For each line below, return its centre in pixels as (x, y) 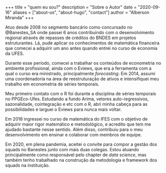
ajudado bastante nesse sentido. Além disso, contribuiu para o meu (74, 130)
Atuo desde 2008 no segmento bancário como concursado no (69, 27)
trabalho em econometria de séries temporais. (52, 84)
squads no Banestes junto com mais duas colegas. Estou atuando (72, 150)
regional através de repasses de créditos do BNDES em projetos (71, 38)
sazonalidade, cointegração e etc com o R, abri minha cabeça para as (76, 104)
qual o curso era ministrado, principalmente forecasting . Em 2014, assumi (80, 73)
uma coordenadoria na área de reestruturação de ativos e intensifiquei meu (82, 79)
